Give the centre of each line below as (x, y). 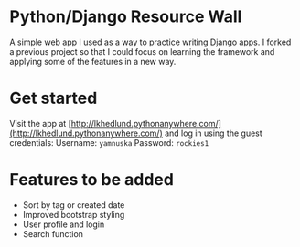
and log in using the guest (213, 133)
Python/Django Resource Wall (126, 17)
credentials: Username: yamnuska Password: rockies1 (109, 142)
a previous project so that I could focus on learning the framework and (142, 51)
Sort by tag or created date (74, 205)
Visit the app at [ (40, 123)
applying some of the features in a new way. (93, 61)
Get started (54, 98)
